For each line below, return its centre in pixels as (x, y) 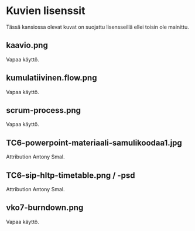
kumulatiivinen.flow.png (52, 78)
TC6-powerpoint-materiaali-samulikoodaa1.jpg (94, 142)
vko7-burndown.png (45, 208)
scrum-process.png (43, 110)
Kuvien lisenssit (46, 11)
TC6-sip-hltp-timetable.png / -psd (71, 175)
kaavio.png (27, 45)
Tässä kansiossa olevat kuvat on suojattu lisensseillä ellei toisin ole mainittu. (97, 27)
